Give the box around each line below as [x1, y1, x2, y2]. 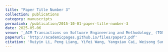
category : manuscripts [5, 16, 52, 21]
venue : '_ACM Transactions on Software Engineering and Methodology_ [5, 30, 153, 35]
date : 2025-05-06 [5, 26, 41, 31]
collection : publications [5, 12, 59, 17]
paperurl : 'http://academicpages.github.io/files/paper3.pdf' [5, 35, 137, 40]
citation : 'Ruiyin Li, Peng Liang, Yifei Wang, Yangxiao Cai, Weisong [5, 40, 155, 45]
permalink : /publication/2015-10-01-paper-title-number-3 [5, 21, 128, 26]
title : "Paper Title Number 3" [5, 7, 70, 12]
